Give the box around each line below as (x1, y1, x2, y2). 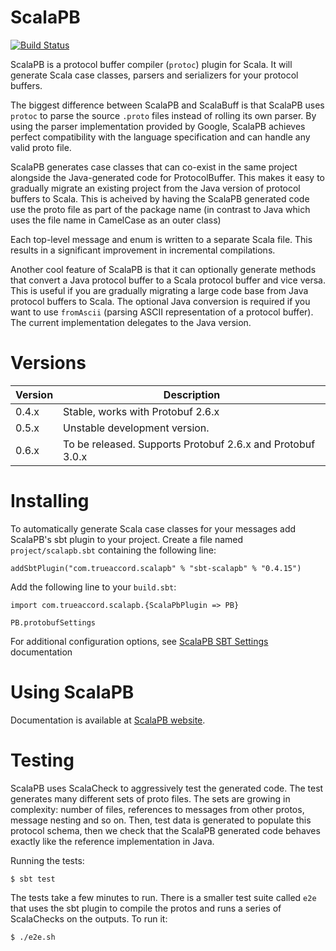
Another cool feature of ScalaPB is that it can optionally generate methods (10, 263, 317, 275)
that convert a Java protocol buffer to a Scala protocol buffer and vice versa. (10, 274, 326, 286)
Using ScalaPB (10, 681, 135, 703)
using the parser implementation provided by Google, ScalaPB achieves (10, 120, 306, 132)
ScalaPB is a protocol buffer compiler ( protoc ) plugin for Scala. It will (10, 58, 293, 70)
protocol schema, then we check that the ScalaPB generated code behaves (10, 824, 321, 836)
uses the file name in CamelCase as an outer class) (10, 214, 222, 226)
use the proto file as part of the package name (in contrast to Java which (10, 203, 311, 215)
